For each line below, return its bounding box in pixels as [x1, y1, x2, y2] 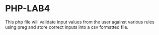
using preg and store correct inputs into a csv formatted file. [5, 24, 129, 30]
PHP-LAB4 [5, 3, 50, 14]
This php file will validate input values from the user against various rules [5, 19, 155, 25]
